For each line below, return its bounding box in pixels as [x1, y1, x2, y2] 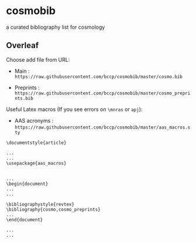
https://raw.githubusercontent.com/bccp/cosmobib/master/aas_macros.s [14, 124, 191, 130]
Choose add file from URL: [6, 56, 70, 63]
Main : [14, 67, 30, 75]
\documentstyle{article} [6, 140, 67, 146]
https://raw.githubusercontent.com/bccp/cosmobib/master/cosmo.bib [14, 73, 183, 80]
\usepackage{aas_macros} [6, 160, 67, 166]
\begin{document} [6, 181, 49, 187]
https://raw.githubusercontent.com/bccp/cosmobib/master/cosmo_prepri [14, 90, 191, 96]
